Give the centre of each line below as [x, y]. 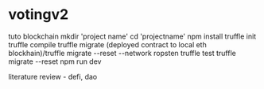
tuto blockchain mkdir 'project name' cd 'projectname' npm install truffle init [132, 36]
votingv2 [39, 15]
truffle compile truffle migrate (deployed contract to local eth [107, 44]
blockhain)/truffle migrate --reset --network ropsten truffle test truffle [122, 53]
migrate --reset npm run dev [55, 61]
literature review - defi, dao [53, 76]
